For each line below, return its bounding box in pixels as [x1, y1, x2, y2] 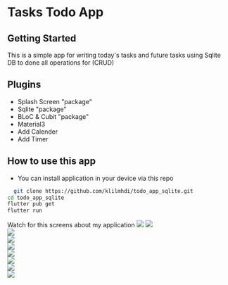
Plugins [7, 79, 42, 91]
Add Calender [17, 127, 58, 136]
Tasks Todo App [7, 4, 104, 20]
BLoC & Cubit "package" [17, 112, 89, 120]
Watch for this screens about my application [7, 221, 135, 229]
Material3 [17, 120, 46, 128]
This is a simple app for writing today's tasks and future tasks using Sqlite [7, 51, 222, 59]
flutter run [7, 207, 42, 215]
